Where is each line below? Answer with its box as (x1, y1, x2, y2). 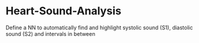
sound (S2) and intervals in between (5, 30, 96, 37)
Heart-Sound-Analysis (5, 4, 121, 18)
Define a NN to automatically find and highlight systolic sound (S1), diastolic (5, 24, 193, 31)
